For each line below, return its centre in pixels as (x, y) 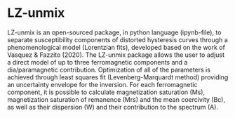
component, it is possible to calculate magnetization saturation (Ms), (106, 92)
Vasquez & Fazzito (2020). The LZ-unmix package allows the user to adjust (116, 55)
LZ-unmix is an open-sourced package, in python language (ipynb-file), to (114, 32)
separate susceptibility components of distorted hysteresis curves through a (117, 39)
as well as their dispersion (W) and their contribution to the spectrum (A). (113, 107)
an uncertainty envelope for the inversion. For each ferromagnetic (102, 84)
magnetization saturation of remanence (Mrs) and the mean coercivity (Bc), (116, 99)
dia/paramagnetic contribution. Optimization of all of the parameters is (109, 70)
